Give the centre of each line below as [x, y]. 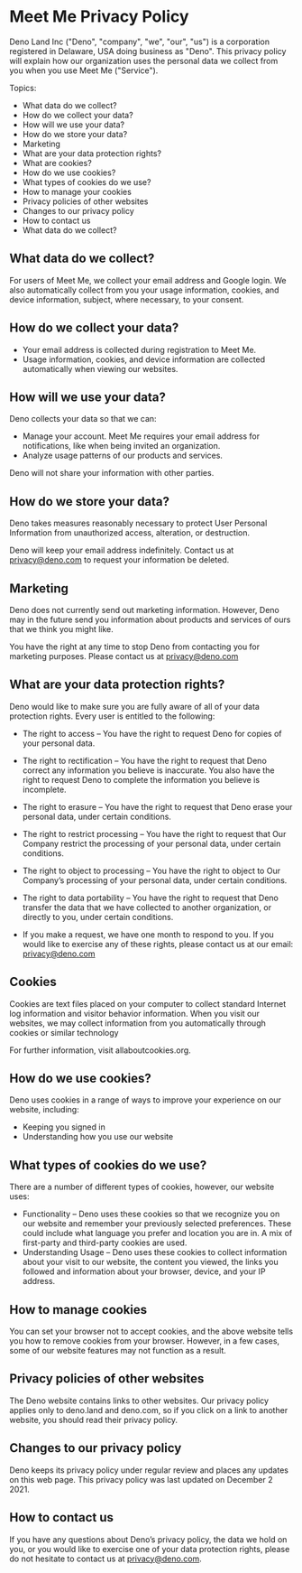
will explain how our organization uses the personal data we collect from [144, 60]
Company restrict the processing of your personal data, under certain [151, 843]
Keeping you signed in [64, 1127]
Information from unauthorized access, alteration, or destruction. [130, 533]
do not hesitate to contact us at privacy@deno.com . [106, 1559]
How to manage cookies [78, 1310]
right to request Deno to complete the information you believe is [141, 779]
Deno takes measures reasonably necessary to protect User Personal [138, 523]
